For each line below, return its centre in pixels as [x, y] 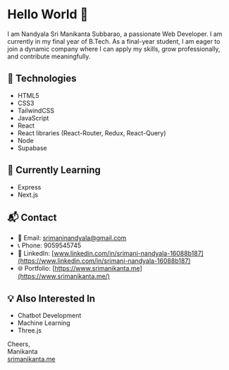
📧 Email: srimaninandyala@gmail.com [72, 238]
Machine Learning [44, 323]
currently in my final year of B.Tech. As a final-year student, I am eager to [114, 41]
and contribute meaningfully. [49, 56]
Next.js [28, 195]
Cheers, [19, 344]
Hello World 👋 [48, 14]
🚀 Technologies [42, 79]
